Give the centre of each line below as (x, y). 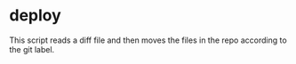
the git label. (32, 49)
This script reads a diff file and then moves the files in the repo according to (148, 40)
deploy (36, 16)
